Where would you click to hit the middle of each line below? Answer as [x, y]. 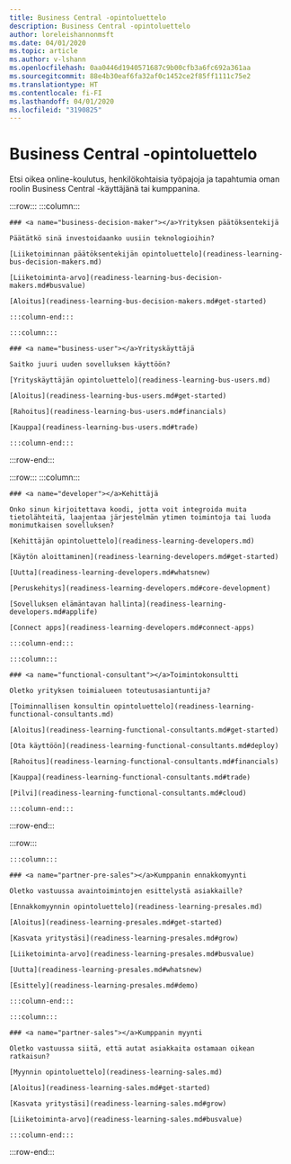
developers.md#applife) [54, 612]
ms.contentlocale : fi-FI [56, 93]
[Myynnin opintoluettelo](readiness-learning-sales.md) [116, 1072]
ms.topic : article [44, 51]
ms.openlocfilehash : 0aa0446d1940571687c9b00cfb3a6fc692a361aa [130, 68]
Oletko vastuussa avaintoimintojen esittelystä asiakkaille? [126, 891]
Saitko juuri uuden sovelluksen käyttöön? [90, 365]
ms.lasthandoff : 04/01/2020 [62, 101]
